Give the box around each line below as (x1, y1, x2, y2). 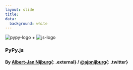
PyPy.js (5, 47, 24, 54)
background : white (9, 21, 48, 26)
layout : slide (5, 7, 35, 12)
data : (5, 16, 16, 21)
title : (5, 12, 19, 17)
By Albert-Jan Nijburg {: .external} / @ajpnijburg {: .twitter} (5, 59, 128, 65)
